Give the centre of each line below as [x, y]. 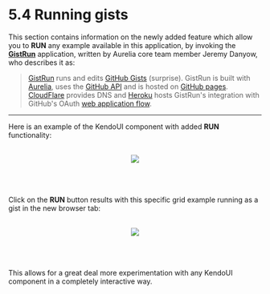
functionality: [30, 135]
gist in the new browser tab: [55, 208]
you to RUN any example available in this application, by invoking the [122, 45]
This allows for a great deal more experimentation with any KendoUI [121, 272]
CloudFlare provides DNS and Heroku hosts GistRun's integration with [143, 95]
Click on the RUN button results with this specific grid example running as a [133, 199]
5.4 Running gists [68, 15]
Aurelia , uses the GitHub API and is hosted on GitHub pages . [128, 87]
